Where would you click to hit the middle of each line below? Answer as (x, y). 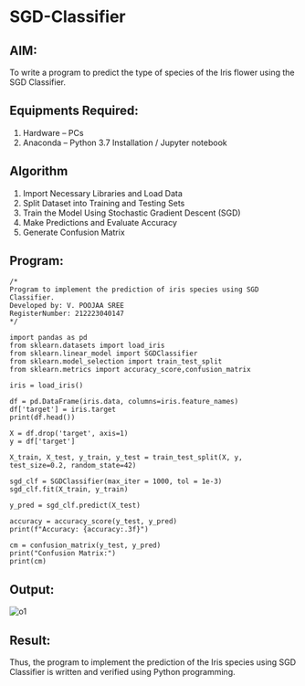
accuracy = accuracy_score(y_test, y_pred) (94, 522)
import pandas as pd (49, 338)
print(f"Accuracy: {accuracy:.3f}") (79, 530)
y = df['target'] (42, 442)
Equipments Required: (74, 111)
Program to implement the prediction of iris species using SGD (134, 290)
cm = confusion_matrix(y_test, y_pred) (85, 545)
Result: (30, 640)
